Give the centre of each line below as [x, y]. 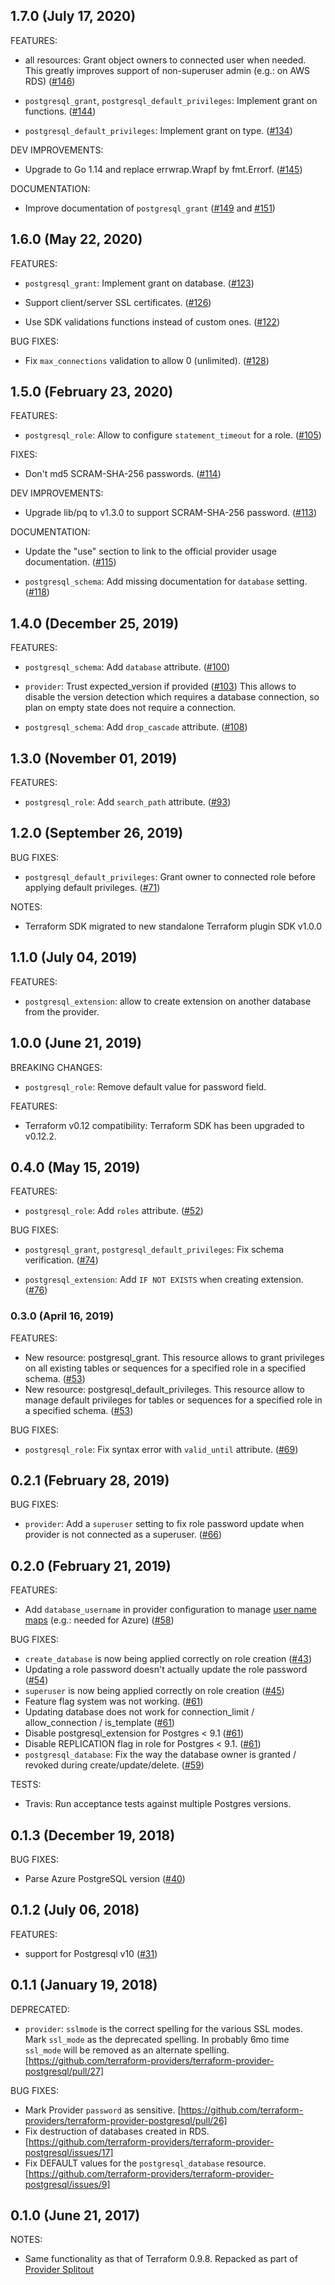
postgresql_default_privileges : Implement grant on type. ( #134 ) [158, 130]
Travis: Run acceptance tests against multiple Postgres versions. [158, 1804]
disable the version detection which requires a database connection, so [172, 697]
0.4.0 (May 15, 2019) [75, 1167]
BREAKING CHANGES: [56, 1067]
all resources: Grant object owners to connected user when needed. [165, 60]
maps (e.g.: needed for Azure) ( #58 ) [99, 1620]
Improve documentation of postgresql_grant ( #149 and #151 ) [150, 208]
